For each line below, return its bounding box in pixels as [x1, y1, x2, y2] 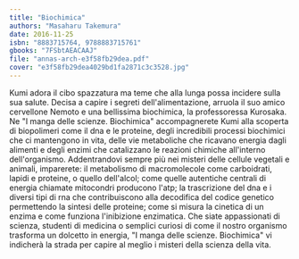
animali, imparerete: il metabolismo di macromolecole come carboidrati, [9, 163, 272, 174]
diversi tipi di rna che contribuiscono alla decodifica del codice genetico [9, 191, 275, 202]
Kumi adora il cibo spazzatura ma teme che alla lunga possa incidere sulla [9, 87, 281, 98]
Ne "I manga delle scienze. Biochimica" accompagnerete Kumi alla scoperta [9, 115, 289, 126]
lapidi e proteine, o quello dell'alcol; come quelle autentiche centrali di [9, 172, 266, 183]
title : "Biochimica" [9, 13, 87, 22]
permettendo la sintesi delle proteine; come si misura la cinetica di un [9, 201, 265, 212]
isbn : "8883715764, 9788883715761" [9, 38, 142, 47]
